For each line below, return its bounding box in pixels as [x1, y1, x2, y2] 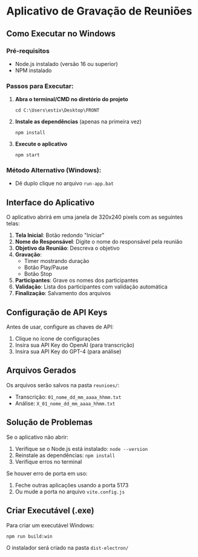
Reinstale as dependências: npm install [15, 452, 116, 459]
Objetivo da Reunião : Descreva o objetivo [15, 244, 120, 252]
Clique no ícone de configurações [15, 335, 100, 342]
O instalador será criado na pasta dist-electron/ [6, 544, 129, 551]
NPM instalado [15, 67, 52, 74]
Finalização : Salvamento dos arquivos [15, 290, 111, 297]
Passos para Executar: [6, 82, 74, 90]
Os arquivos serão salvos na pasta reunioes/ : [6, 381, 120, 389]
